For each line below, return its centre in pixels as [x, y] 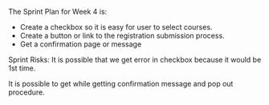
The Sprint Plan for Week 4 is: [58, 12]
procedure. [27, 92]
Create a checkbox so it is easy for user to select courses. [116, 27]
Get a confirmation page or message [81, 44]
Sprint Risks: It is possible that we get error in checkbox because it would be [135, 60]
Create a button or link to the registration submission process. [122, 36]
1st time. [22, 68]
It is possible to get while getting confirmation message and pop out [121, 84]
